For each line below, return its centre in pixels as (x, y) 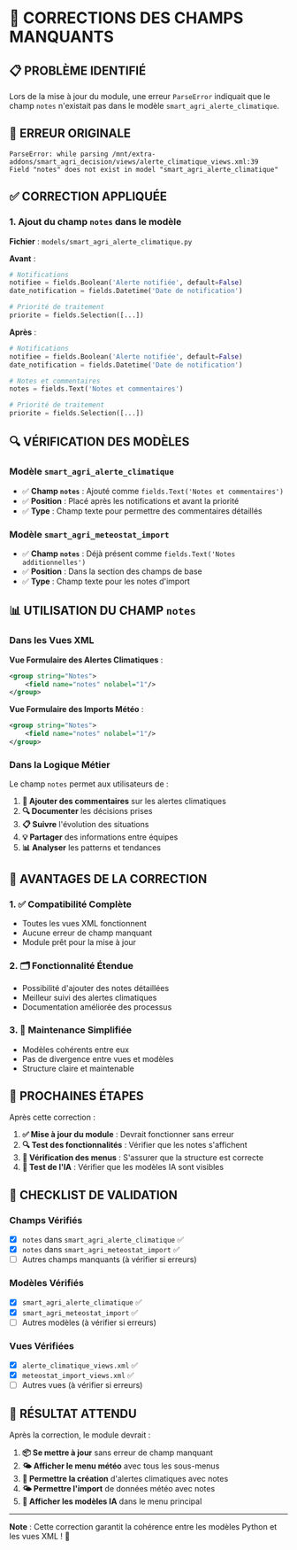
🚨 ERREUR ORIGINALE (70, 133)
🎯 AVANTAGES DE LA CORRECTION (108, 879)
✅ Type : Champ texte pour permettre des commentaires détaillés (142, 511)
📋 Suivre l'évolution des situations (85, 825)
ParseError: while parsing (59, 154)
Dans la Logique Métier (60, 764)
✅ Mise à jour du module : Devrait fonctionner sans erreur (128, 1135)
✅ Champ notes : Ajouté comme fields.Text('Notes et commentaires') (153, 491)
